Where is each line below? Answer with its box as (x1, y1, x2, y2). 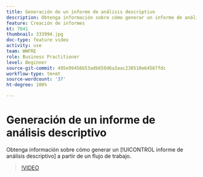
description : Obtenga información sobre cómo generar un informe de (6, 14, 182, 21)
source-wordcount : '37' (6, 76, 66, 82)
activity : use (6, 43, 42, 49)
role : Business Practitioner (6, 54, 80, 60)
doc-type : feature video (6, 37, 69, 43)
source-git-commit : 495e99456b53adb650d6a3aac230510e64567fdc (6, 65, 166, 71)
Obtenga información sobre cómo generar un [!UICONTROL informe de (6, 146, 184, 153)
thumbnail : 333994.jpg (6, 31, 63, 37)
